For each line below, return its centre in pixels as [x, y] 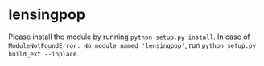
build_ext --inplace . [44, 53]
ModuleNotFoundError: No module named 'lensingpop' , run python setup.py [132, 45]
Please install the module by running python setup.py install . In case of [130, 37]
